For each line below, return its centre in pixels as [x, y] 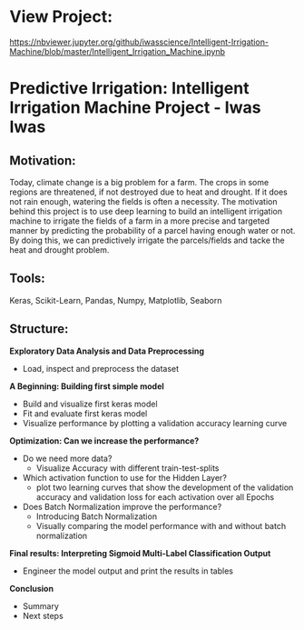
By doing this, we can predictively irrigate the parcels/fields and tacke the [147, 240]
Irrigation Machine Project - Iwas [135, 108]
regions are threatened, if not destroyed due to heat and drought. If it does [148, 192]
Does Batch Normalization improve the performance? [122, 506]
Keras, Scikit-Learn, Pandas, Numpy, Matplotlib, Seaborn [116, 300]
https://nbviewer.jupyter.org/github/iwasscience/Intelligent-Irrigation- [139, 42]
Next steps [43, 615]
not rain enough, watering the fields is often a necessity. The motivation [143, 201]
